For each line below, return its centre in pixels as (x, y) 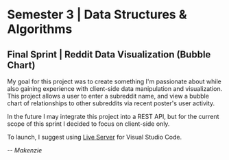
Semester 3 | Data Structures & (97, 15)
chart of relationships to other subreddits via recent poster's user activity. (111, 103)
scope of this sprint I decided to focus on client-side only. (88, 124)
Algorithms (40, 29)
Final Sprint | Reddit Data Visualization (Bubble (109, 54)
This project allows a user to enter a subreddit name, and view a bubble (108, 96)
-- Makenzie (25, 150)
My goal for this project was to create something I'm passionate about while (114, 81)
